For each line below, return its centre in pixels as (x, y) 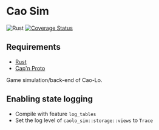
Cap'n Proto (30, 68)
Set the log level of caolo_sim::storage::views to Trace (84, 120)
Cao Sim (28, 11)
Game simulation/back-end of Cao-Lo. (54, 80)
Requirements (33, 47)
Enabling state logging (49, 99)
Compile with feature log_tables (56, 114)
